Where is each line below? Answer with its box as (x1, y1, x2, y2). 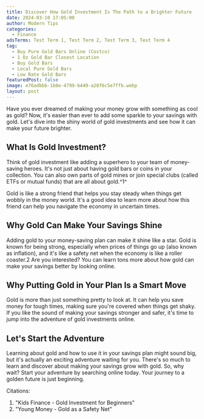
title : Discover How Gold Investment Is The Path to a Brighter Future (6, 9, 192, 15)
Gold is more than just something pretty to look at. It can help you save (6, 296, 184, 304)
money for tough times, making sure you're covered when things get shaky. (6, 303, 196, 310)
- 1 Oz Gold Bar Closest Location (12, 54, 99, 60)
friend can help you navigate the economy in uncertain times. (6, 202, 160, 210)
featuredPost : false (6, 77, 59, 83)
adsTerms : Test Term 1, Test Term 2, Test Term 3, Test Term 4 (6, 37, 171, 43)
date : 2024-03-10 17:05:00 (6, 15, 75, 21)
